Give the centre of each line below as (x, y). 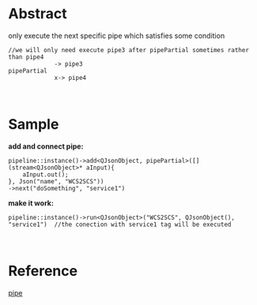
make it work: (31, 203)
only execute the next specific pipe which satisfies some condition (117, 36)
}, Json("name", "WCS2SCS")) (56, 181)
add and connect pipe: (46, 146)
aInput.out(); (45, 175)
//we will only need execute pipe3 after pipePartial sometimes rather (128, 50)
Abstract (38, 14)
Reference (43, 271)
